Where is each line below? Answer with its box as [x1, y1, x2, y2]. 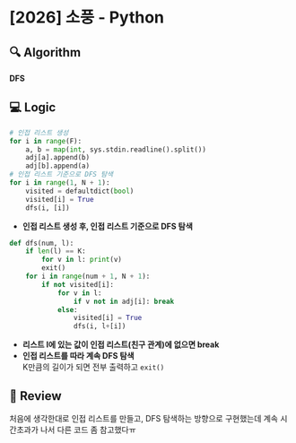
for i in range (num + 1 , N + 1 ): [25, 272, 151, 282]
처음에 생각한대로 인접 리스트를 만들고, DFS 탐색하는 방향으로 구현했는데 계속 [9, 413, 278, 423]
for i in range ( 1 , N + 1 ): [9, 178, 110, 187]
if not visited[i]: [41, 280, 115, 289]
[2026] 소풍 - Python [9, 7, 164, 28]
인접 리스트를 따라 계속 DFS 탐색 [22, 351, 135, 361]
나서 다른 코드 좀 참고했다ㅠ [39, 424, 136, 435]
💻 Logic [9, 100, 57, 116]
